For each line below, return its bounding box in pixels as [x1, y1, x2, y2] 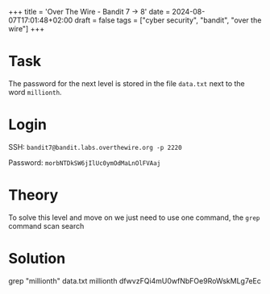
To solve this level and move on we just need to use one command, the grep [8, 213, 260, 222]
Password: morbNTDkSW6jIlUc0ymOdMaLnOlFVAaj [8, 157, 161, 168]
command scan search [8, 221, 85, 230]
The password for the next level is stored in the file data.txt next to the [8, 78, 246, 88]
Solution [8, 250, 66, 267]
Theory [8, 186, 59, 205]
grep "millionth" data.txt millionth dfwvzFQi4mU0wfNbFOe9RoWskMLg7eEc [8, 275, 262, 285]
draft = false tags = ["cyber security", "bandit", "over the [74, 15, 262, 25]
